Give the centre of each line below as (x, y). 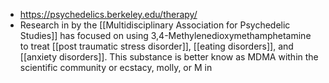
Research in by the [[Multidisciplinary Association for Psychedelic (155, 25)
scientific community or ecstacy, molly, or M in (116, 67)
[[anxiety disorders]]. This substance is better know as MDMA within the (169, 57)
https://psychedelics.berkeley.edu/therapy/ (108, 14)
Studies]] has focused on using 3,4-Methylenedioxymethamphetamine (165, 35)
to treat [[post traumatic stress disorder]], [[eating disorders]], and (156, 46)
